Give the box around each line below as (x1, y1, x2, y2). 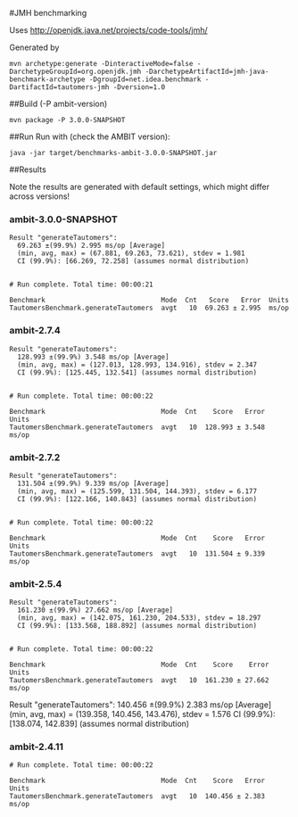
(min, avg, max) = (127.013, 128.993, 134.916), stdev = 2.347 (17, 360, 257, 369)
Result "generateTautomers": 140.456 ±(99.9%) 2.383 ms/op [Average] (9, 699, 272, 710)
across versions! (9, 191, 70, 202)
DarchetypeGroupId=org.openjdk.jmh (9, 67, 142, 76)
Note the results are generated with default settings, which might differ (9, 182, 270, 192)
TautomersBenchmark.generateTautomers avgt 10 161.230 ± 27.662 (9, 676, 269, 685)
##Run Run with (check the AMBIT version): (9, 131, 171, 142)
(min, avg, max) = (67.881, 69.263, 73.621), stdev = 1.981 (17, 249, 245, 258)
